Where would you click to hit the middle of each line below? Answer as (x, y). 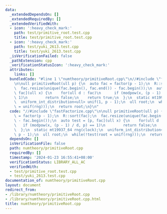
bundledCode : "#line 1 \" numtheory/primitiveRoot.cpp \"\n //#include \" (85, 79)
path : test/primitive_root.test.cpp (52, 33)
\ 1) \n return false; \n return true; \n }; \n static (82, 97)
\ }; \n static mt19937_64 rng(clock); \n (59, 130)
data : (11, 10)
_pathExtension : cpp (31, 61)
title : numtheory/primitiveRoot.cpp (43, 204)
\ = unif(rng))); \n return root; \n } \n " (56, 107)
